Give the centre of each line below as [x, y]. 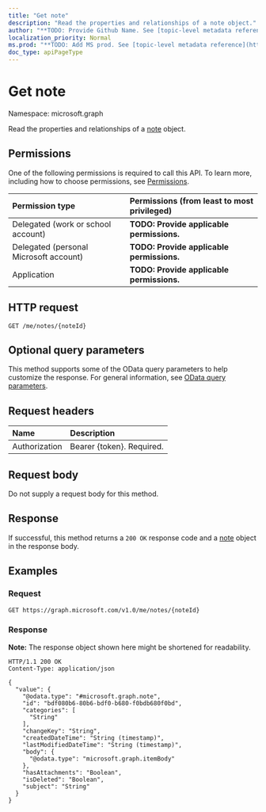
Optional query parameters [76, 350]
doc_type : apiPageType [46, 52]
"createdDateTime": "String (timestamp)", [93, 738]
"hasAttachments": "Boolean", [72, 772]
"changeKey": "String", [62, 731]
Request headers [51, 411]
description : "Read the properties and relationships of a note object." [133, 23]
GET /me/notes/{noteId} [47, 326]
